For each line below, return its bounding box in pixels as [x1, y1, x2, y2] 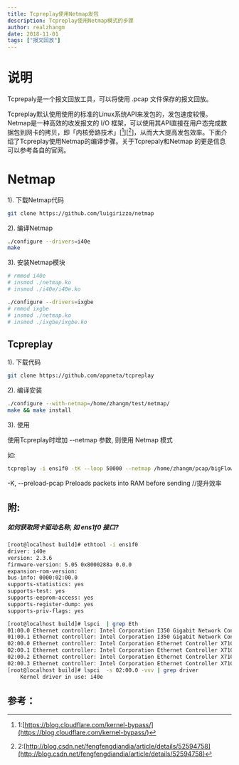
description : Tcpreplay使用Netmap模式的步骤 [7, 17, 134, 24]
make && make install [7, 407, 72, 414]
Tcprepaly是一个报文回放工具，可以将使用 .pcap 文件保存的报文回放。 [7, 95, 213, 103]
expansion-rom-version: [7, 568, 78, 575]
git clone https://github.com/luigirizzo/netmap [7, 209, 154, 217]
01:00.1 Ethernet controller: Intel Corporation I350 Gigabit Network [7, 633, 221, 641]
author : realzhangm [7, 24, 65, 31]
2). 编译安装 [7, 386, 43, 395]
